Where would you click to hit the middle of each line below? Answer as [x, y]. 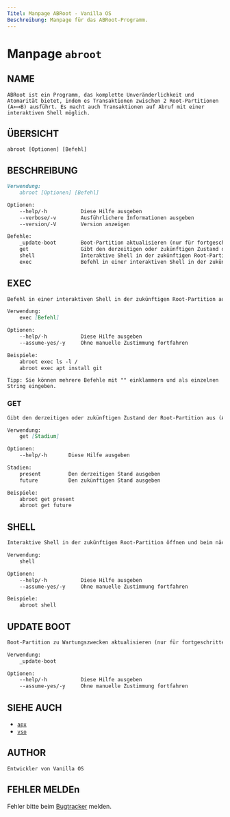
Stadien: [20, 468]
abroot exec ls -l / [49, 362]
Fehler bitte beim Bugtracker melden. [59, 806]
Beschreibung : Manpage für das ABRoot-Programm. [78, 20]
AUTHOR [27, 753]
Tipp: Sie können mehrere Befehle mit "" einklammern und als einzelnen [113, 380]
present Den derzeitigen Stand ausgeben [90, 474]
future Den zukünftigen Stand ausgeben [90, 480]
